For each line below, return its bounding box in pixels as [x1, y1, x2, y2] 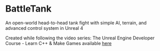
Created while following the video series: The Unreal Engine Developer [5, 35, 155, 41]
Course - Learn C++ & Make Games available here [5, 40, 112, 46]
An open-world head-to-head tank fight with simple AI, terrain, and [5, 20, 147, 26]
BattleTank [5, 3, 52, 15]
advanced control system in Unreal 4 [5, 25, 84, 31]
